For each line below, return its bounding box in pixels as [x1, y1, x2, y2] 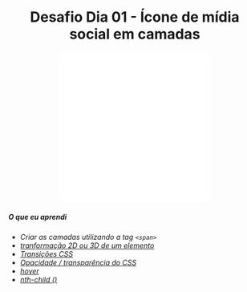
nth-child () [19, 274, 58, 284]
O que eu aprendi [8, 212, 67, 221]
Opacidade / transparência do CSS [19, 258, 137, 267]
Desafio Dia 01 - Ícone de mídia [30, 8, 240, 26]
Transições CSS [19, 249, 74, 258]
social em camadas [69, 25, 200, 43]
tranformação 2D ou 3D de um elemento [19, 241, 155, 250]
